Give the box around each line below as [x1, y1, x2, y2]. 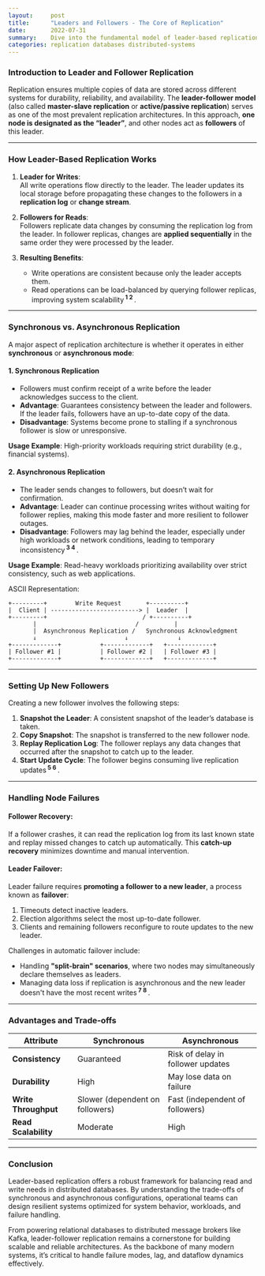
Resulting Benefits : [19, 253, 84, 262]
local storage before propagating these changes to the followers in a [19, 189, 243, 198]
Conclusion [8, 1158, 54, 1169]
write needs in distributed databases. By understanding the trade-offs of [8, 1185, 244, 1195]
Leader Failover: [8, 864, 63, 873]
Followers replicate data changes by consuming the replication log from [19, 220, 253, 230]
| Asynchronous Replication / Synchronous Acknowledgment [32, 627, 238, 635]
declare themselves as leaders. [19, 970, 121, 979]
